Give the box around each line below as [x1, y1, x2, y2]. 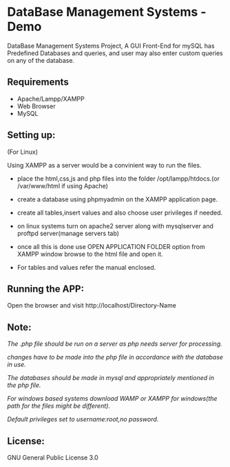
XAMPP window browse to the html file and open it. [17, 250, 163, 258]
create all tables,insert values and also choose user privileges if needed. [17, 208, 223, 217]
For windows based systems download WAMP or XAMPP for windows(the [7, 395, 218, 403]
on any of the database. [7, 56, 74, 64]
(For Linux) [7, 148, 39, 156]
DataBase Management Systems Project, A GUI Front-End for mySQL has [7, 41, 215, 50]
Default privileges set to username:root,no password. [7, 415, 159, 424]
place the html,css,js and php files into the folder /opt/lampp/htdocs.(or [17, 174, 220, 183]
